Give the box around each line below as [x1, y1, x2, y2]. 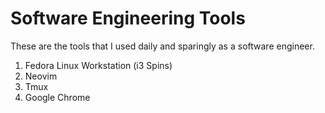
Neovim [24, 70, 58, 82]
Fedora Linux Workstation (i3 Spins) [24, 59, 173, 71]
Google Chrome [24, 91, 91, 103]
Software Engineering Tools [10, 7, 246, 30]
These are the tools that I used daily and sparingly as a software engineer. [10, 40, 315, 52]
